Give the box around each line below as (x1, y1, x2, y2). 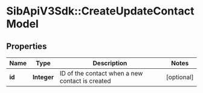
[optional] (166, 73, 194, 81)
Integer (32, 73, 54, 81)
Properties (6, 41, 47, 51)
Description (92, 59, 127, 67)
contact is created (59, 77, 111, 85)
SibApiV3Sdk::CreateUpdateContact (6, 4, 195, 18)
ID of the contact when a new (59, 69, 143, 77)
